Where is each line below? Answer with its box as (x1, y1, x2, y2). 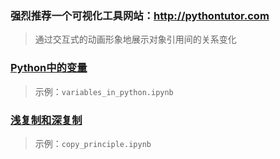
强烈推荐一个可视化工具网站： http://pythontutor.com (10, 8, 270, 22)
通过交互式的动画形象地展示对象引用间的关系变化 (34, 33, 237, 46)
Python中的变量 (10, 61, 88, 75)
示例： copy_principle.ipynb (34, 137, 152, 149)
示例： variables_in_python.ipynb (34, 85, 174, 97)
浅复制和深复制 (10, 113, 83, 127)
